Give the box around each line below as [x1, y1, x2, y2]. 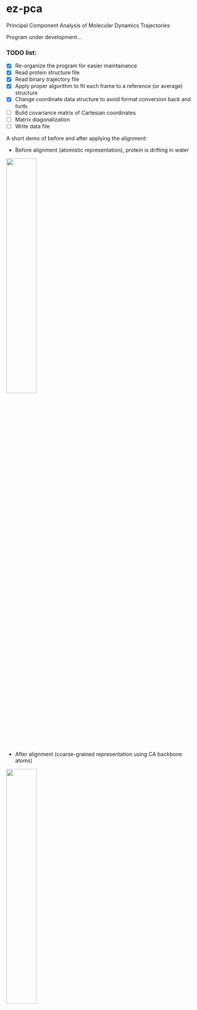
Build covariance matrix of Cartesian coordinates [14, 109, 136, 116]
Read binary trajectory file [14, 76, 80, 83]
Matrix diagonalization [14, 116, 70, 123]
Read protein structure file [14, 69, 80, 76]
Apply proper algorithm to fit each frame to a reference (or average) [14, 83, 183, 90]
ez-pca [6, 2, 43, 16]
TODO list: [6, 48, 37, 57]
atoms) [14, 756, 33, 764]
